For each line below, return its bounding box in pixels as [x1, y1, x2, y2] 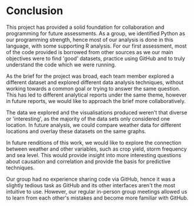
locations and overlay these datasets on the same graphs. [6, 128, 146, 135]
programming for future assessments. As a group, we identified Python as [6, 29, 185, 36]
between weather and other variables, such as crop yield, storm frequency [6, 145, 187, 152]
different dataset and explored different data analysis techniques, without [6, 78, 184, 86]
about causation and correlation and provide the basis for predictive [6, 158, 171, 165]
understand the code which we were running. [6, 61, 116, 68]
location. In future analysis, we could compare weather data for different [6, 121, 181, 128]
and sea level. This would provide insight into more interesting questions [6, 151, 182, 158]
